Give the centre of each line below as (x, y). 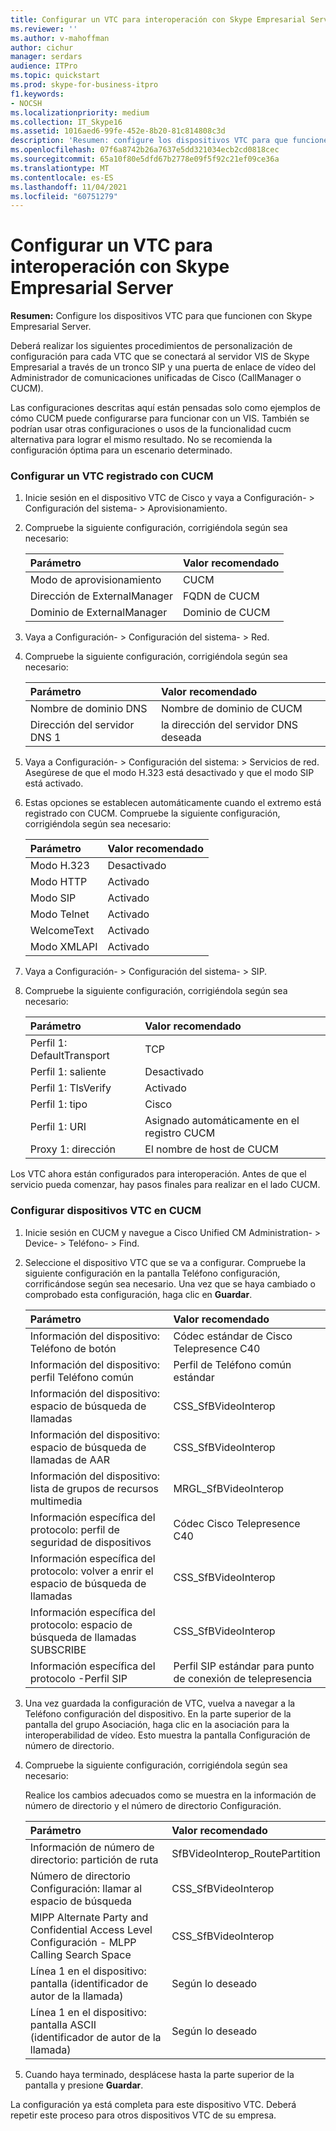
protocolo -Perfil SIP (78, 1678)
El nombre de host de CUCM (211, 1149)
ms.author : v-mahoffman (60, 38)
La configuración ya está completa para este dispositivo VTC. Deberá (153, 2104)
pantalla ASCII (63, 2024)
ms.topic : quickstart (55, 76)
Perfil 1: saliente (68, 1072)
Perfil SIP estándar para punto (244, 1666)
